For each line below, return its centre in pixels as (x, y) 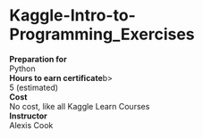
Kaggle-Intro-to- (72, 16)
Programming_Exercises (102, 34)
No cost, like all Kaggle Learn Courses (80, 106)
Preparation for (38, 59)
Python (22, 69)
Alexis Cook (31, 125)
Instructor (28, 116)
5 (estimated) (34, 87)
